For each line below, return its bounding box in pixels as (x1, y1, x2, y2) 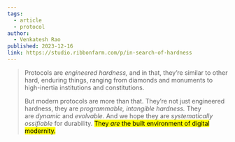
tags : (7, 10, 23, 17)
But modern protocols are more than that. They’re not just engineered (24, 97, 225, 105)
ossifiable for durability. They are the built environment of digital (24, 119, 210, 127)
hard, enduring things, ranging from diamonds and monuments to (24, 76, 213, 84)
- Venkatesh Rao (13, 36, 61, 43)
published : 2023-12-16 (7, 43, 73, 50)
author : (7, 29, 30, 37)
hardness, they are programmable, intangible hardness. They (24, 104, 201, 113)
